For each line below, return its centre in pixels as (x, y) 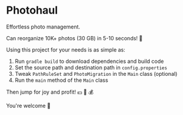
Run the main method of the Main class (61, 80)
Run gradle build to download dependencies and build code (89, 61)
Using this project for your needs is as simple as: (66, 49)
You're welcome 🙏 (29, 106)
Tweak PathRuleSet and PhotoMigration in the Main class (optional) (96, 74)
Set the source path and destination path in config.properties (91, 67)
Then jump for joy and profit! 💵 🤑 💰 (50, 92)
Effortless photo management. (43, 27)
